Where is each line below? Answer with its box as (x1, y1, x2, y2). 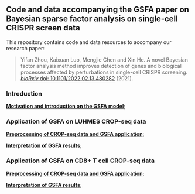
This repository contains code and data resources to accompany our (6, 38, 172, 46)
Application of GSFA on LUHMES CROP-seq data (6, 117, 146, 125)
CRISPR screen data (6, 23, 80, 33)
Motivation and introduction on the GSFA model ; (6, 103, 126, 110)
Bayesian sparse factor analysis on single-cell (6, 14, 178, 24)
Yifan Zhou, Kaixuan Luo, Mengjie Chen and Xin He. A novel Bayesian (20, 56, 189, 63)
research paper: (6, 45, 45, 52)
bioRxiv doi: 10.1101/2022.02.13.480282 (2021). (20, 74, 134, 81)
